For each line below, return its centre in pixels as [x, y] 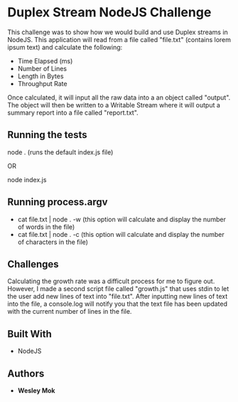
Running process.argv [58, 202]
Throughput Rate [42, 83]
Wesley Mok [36, 391]
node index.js [27, 179]
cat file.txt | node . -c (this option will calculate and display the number [121, 234]
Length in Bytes [40, 76]
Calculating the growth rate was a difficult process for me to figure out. [111, 281]
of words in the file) [46, 227]
